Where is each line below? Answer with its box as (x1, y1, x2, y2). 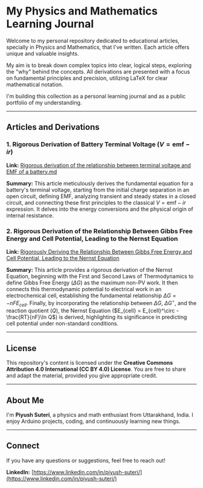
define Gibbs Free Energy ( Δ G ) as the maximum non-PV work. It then (6, 279, 178, 286)
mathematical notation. (6, 80, 63, 88)
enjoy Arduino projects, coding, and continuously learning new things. (6, 418, 181, 425)
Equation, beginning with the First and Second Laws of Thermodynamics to (6, 272, 194, 280)
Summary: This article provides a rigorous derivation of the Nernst (6, 266, 173, 273)
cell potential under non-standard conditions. (6, 320, 119, 327)
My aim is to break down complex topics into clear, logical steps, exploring (6, 62, 192, 69)
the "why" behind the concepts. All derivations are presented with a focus (6, 68, 190, 75)
